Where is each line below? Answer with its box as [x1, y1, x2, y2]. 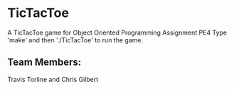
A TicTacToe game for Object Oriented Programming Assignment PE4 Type [7, 28, 228, 37]
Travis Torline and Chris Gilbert [7, 75, 99, 83]
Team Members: [7, 57, 82, 69]
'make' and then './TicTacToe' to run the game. [7, 35, 144, 44]
